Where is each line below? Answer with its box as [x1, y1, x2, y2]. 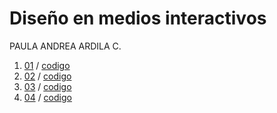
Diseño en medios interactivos [9, 7, 267, 30]
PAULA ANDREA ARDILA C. [9, 40, 122, 52]
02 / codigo [23, 70, 72, 82]
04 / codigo [23, 91, 72, 103]
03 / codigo [23, 80, 72, 92]
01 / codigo [23, 59, 71, 71]
